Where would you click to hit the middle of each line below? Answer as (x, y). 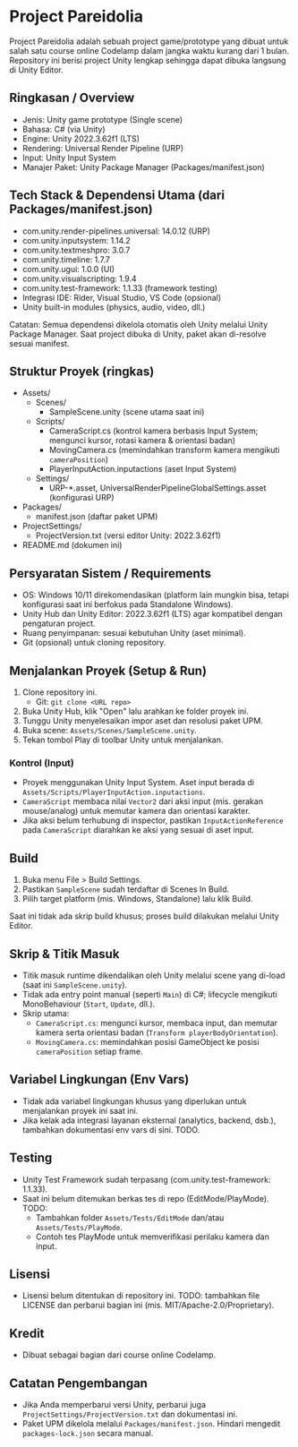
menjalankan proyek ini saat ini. (80, 1110)
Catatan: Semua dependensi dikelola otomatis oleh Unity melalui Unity (139, 324)
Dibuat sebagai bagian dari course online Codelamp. (119, 1355)
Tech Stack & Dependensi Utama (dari (117, 196)
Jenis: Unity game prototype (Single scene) (102, 119)
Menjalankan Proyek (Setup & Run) (108, 670)
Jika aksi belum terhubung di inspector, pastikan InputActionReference (153, 820)
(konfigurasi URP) (81, 498)
